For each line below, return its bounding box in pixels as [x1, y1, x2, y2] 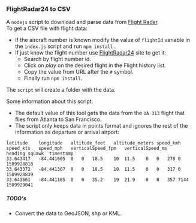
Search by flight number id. [23, 56, 92, 63]
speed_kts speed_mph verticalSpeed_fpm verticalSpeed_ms [6, 146, 168, 152]
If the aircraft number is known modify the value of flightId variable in [14, 37, 191, 44]
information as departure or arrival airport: [14, 128, 120, 136]
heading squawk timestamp [6, 150, 74, 157]
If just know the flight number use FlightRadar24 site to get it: [14, 49, 167, 56]
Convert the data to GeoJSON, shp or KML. [14, 210, 122, 217]
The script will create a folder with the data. [6, 86, 116, 94]
